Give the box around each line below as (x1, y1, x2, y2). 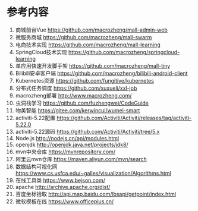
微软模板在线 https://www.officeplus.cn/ (15, 197, 114, 205)
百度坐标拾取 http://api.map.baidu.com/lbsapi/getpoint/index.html (15, 190, 177, 197)
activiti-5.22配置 (15, 114, 56, 121)
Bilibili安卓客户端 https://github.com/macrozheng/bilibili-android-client (15, 70, 188, 77)
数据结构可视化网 (15, 163, 58, 170)
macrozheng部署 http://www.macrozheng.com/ (15, 92, 132, 99)
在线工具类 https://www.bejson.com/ (15, 177, 106, 184)
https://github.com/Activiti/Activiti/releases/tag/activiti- (56, 114, 192, 121)
